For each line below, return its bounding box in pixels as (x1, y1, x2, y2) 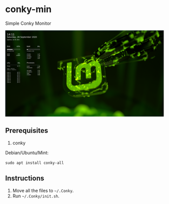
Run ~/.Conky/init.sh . (12, 193, 59, 199)
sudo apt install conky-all (5, 160, 64, 165)
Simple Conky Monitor (5, 20, 51, 26)
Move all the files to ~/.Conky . (12, 187, 74, 193)
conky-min (5, 4, 52, 15)
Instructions (5, 174, 44, 183)
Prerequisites (5, 126, 48, 135)
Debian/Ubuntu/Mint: (5, 149, 49, 156)
